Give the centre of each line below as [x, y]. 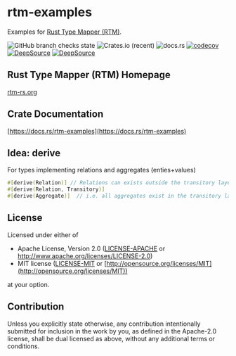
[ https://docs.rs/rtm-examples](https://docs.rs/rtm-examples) [97, 131]
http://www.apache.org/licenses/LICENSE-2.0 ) [85, 256]
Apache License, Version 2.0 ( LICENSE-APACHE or [91, 248]
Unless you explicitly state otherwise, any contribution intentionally [104, 324]
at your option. [28, 284]
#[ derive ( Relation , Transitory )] [56, 190]
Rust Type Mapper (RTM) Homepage [89, 75]
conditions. [24, 346]
